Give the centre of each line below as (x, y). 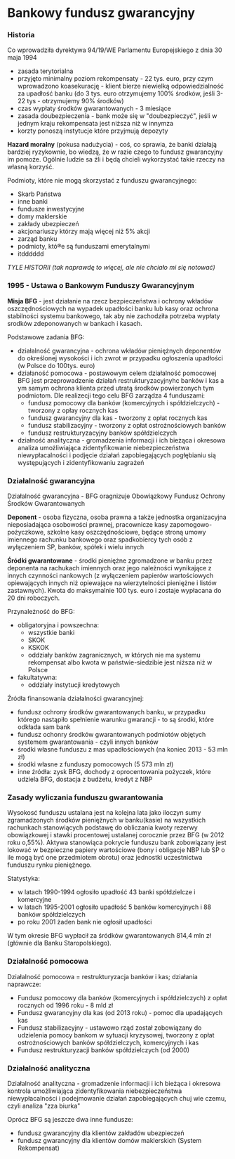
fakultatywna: (37, 677)
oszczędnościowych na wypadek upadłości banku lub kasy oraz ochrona (113, 308)
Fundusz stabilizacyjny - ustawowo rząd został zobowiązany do (109, 1028)
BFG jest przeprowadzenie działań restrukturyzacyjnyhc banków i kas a (121, 380)
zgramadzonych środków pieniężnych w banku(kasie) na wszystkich (106, 820)
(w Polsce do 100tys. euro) (56, 365)
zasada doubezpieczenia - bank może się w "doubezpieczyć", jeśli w (117, 116)
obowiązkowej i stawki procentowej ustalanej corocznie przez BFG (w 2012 (116, 835)
